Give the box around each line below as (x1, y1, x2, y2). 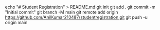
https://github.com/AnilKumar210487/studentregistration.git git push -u (5, 15, 148, 20)
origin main (5, 19, 28, 25)
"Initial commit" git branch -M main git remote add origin (5, 9, 118, 15)
